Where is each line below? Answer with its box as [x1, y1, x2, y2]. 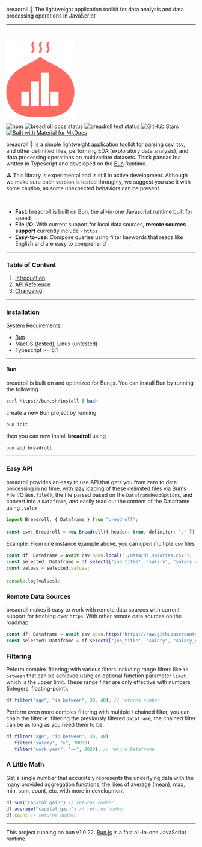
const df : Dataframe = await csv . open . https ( [6, 631, 122, 638]
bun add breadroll [6, 444, 52, 451]
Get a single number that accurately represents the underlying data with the [6, 774, 194, 781]
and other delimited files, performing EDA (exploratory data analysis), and [6, 147, 189, 154]
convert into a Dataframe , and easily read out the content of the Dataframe [6, 497, 190, 505]
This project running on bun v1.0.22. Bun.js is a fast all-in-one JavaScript [6, 829, 186, 836]
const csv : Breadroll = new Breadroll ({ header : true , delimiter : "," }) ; [6, 529, 198, 535]
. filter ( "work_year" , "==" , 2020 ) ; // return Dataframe [11, 746, 155, 752]
